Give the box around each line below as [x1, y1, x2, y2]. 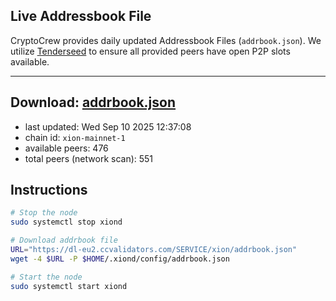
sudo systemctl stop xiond [10, 217, 123, 228]
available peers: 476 [24, 142, 109, 154]
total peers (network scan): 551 [24, 152, 154, 164]
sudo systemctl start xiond [10, 281, 128, 291]
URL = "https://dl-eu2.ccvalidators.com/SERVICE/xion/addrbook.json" [10, 245, 298, 255]
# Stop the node [10, 208, 78, 218]
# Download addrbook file [10, 235, 118, 246]
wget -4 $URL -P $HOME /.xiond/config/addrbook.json [10, 254, 230, 264]
